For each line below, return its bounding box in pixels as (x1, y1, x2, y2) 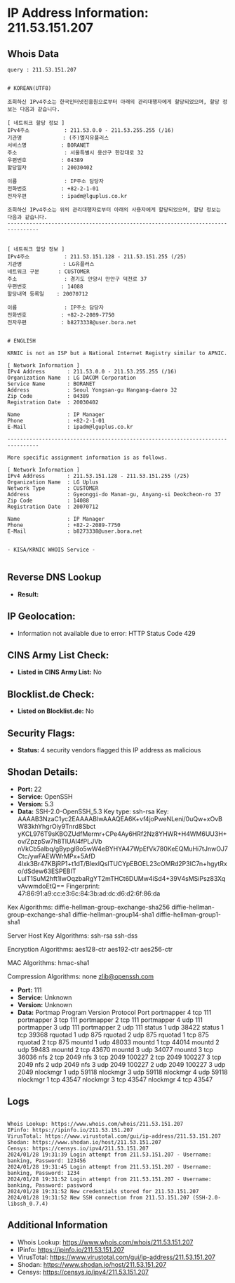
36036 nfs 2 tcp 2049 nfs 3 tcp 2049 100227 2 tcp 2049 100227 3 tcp (17, 1053, 222, 1061)
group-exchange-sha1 (7, 910, 72, 919)
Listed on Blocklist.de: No (17, 707, 95, 715)
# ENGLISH (7, 338, 36, 345)
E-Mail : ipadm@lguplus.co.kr (7, 423, 133, 430)
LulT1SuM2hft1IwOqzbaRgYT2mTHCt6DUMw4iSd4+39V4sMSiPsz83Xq (17, 874, 226, 882)
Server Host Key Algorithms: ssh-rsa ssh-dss (7, 931, 138, 940)
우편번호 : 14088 (7, 283, 83, 290)
